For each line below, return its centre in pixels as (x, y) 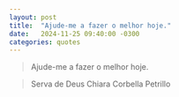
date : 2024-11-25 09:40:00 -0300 (75, 34)
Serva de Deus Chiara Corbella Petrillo (101, 84)
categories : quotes (45, 42)
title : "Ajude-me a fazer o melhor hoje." (90, 26)
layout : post (33, 17)
